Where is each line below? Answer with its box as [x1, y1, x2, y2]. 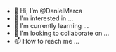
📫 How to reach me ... [13, 37, 79, 45]
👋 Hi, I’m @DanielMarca [13, 7, 83, 15]
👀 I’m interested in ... [13, 14, 74, 22]
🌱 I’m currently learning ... [13, 22, 89, 30]
